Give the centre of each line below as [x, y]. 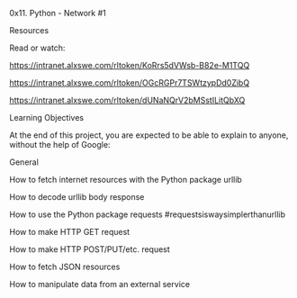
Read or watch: [37, 48]
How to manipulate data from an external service [100, 284]
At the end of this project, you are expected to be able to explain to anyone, [149, 135]
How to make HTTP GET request [70, 232]
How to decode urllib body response [77, 197]
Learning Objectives [46, 117]
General [24, 162]
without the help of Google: [60, 144]
